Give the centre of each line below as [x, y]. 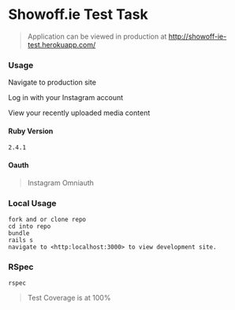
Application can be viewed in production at [97, 36]
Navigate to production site [52, 82]
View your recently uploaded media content [79, 113]
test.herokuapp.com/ [62, 44]
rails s [21, 240]
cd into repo [30, 226]
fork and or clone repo [47, 219]
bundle [19, 233]
